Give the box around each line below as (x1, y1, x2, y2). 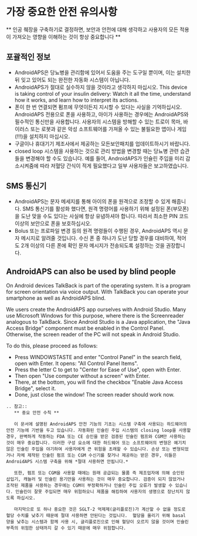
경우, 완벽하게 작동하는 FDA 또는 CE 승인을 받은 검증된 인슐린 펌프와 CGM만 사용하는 (6, 434, 186, 440)
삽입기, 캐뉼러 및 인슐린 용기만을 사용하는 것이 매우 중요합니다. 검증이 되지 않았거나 (6, 477, 185, 483)
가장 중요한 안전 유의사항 (6, 5, 118, 19)
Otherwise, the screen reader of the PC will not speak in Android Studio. (6, 331, 181, 338)
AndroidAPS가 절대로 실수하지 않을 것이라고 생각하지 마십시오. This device (14, 83, 188, 91)
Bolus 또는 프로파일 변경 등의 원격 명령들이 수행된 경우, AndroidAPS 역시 (14, 227, 182, 234)
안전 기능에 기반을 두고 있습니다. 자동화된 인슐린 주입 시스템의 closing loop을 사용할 (6, 427, 191, 434)
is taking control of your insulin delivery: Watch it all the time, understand (14, 90, 191, 97)
